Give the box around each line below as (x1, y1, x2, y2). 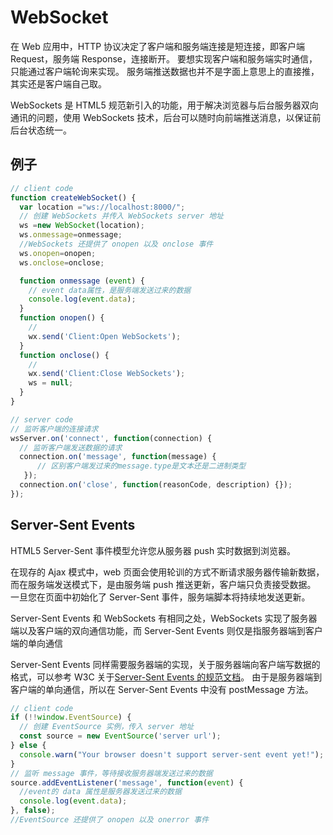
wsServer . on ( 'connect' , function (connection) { (10, 433, 213, 443)
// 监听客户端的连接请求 (10, 424, 99, 434)
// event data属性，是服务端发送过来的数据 (28, 285, 192, 295)
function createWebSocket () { (10, 192, 137, 203)
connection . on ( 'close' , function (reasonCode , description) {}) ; (19, 480, 293, 490)
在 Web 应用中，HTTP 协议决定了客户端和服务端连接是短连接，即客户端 (10, 40, 306, 52)
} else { (10, 741, 47, 751)
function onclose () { (19, 350, 110, 360)
